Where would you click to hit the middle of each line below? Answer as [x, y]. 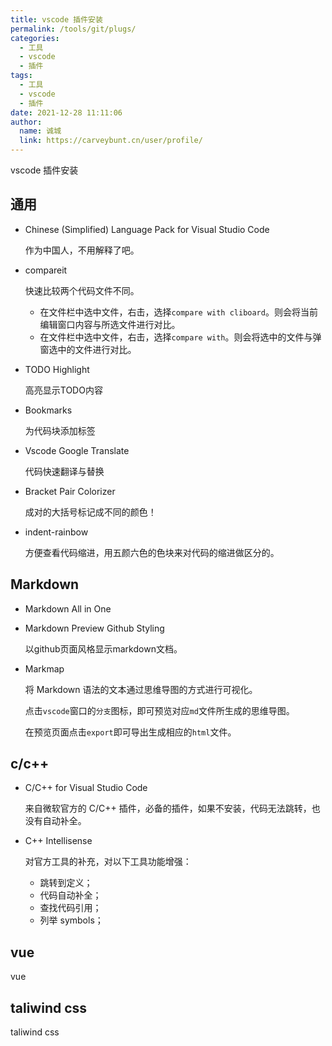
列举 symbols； [71, 920]
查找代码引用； [70, 908]
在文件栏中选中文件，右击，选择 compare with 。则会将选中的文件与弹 [180, 337]
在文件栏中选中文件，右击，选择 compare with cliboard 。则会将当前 [178, 312]
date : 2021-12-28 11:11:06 [66, 112]
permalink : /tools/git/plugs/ [73, 29]
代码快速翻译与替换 [64, 471]
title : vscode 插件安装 [56, 19]
